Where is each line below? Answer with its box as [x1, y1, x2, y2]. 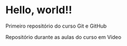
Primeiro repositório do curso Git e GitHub [5, 22, 107, 29]
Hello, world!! [5, 3, 73, 17]
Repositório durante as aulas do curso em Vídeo [5, 33, 122, 40]
